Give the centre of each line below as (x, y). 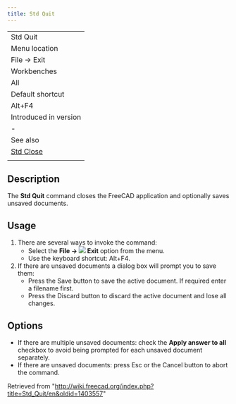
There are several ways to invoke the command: (87, 243)
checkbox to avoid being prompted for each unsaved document (110, 350)
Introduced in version (46, 117)
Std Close (27, 151)
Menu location (35, 48)
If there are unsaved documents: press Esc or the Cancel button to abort (123, 365)
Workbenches (34, 71)
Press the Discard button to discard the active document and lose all (127, 296)
